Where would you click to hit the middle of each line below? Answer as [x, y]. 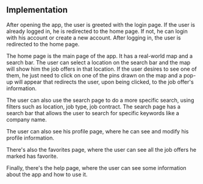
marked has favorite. [32, 156]
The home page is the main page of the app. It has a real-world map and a [100, 56]
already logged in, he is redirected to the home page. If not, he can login [97, 31]
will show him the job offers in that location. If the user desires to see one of [101, 69]
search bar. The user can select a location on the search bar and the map [98, 62]
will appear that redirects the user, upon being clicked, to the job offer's [104, 82]
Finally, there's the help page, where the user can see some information [97, 168]
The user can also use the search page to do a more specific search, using [100, 100]
